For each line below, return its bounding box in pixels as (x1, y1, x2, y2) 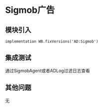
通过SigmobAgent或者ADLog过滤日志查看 (5, 68, 90, 73)
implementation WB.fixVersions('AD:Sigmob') (5, 39, 99, 44)
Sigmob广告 (5, 4, 55, 16)
